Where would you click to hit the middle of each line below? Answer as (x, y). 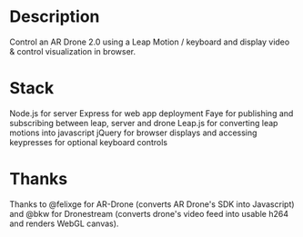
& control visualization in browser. (73, 51)
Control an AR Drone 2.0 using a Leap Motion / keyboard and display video (150, 42)
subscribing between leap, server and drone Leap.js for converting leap (144, 123)
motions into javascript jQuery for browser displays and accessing (133, 133)
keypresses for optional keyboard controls (89, 142)
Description (55, 17)
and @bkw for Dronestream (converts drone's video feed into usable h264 (149, 213)
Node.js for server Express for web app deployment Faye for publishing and (151, 113)
